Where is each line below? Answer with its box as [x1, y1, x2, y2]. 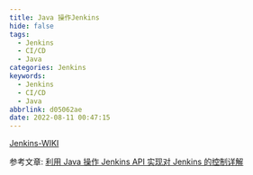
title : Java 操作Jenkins [9, 13, 100, 22]
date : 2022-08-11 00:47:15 [9, 113, 111, 122]
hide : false [9, 22, 54, 31]
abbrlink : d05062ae [9, 105, 83, 114]
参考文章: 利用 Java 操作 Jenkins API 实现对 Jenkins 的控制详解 [9, 156, 244, 167]
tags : [9, 30, 30, 39]
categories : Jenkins [9, 64, 87, 73]
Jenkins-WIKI [9, 138, 59, 149]
